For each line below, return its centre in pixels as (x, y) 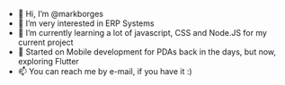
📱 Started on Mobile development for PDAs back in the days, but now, (147, 52)
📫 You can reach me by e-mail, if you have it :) (105, 71)
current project (45, 42)
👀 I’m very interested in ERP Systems (86, 23)
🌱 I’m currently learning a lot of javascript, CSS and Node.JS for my (142, 33)
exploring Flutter (48, 61)
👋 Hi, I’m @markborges (60, 14)
